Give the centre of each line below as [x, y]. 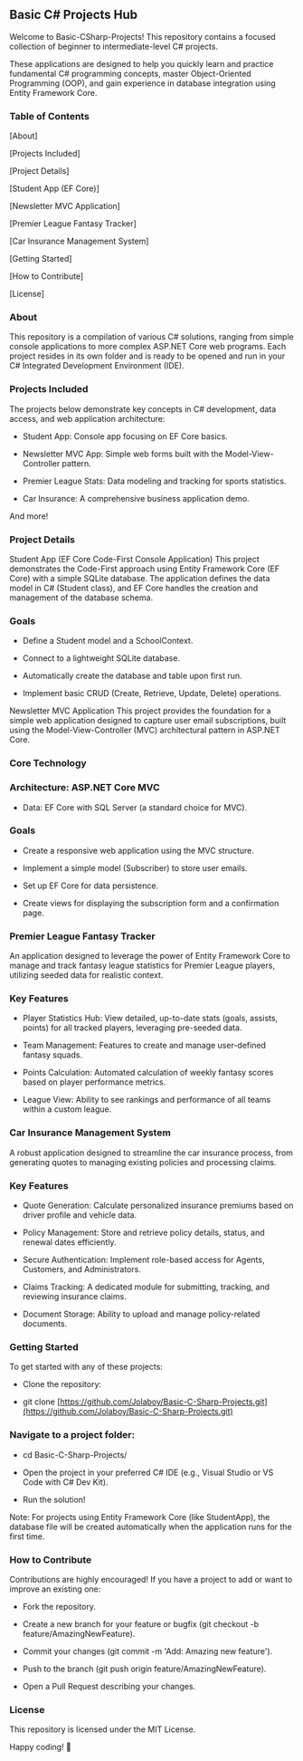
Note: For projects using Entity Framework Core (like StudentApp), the [140, 1517]
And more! [29, 516]
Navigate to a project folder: [72, 1435]
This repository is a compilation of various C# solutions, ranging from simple [151, 337]
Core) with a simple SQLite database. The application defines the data [140, 578]
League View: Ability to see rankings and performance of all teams [147, 1100]
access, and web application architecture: [87, 418]
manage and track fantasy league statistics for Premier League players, [142, 966]
